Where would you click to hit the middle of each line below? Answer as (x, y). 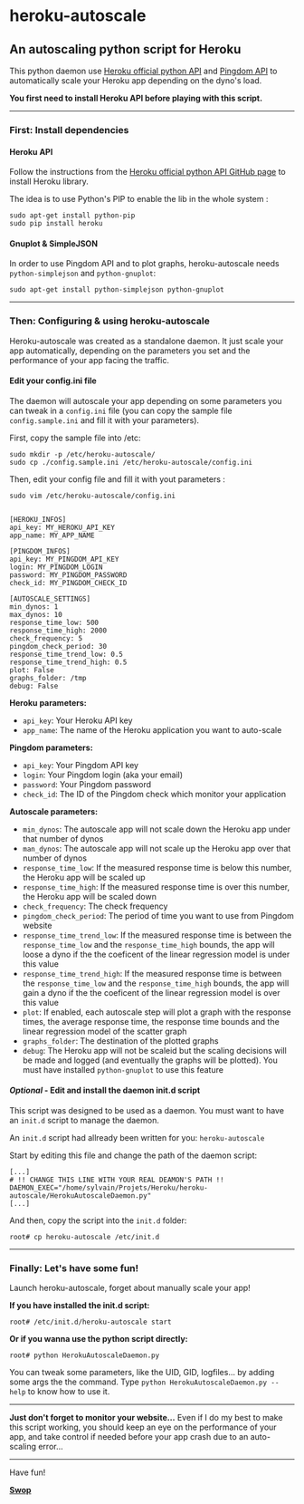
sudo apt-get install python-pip (72, 216)
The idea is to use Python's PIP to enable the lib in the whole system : (139, 199)
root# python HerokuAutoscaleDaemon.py (85, 1355)
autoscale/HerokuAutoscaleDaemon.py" (81, 1196)
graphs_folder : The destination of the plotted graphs (120, 1041)
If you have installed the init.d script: (80, 1306)
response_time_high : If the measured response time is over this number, (156, 887)
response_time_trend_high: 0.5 (68, 662)
